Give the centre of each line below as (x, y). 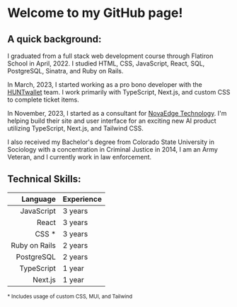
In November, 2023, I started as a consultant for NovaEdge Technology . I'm (117, 113)
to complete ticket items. (43, 100)
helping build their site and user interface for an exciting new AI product (112, 121)
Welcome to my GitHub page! (95, 13)
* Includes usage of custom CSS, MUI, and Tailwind (70, 296)
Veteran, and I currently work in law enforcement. (80, 157)
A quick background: (54, 39)
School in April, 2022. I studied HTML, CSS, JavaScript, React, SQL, (106, 64)
